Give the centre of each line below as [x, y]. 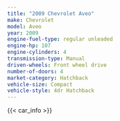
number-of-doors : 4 [35, 71]
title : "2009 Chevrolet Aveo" [51, 13]
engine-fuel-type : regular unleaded [60, 39]
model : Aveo [24, 26]
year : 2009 [23, 33]
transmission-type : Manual [46, 59]
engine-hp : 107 [29, 46]
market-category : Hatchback [48, 78]
